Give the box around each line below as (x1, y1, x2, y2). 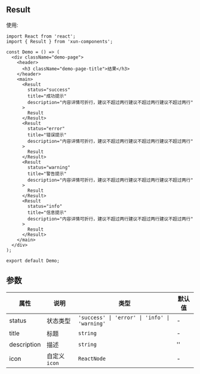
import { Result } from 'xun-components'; (6, 38, 113, 44)
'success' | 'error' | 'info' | (78, 314, 170, 321)
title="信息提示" (27, 209, 67, 216)
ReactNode (78, 355, 106, 362)
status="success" (27, 87, 70, 93)
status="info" (27, 203, 62, 209)
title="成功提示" (27, 93, 67, 99)
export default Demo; (6, 257, 60, 263)
